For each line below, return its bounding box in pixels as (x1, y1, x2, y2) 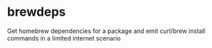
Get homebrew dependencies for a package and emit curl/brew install (7, 27, 206, 35)
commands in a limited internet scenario (7, 34, 121, 42)
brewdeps (7, 4, 66, 20)
